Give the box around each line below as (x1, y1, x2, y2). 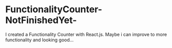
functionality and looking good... (5, 37, 74, 43)
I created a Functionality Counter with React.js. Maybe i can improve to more (5, 31, 167, 37)
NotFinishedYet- (5, 14, 77, 26)
